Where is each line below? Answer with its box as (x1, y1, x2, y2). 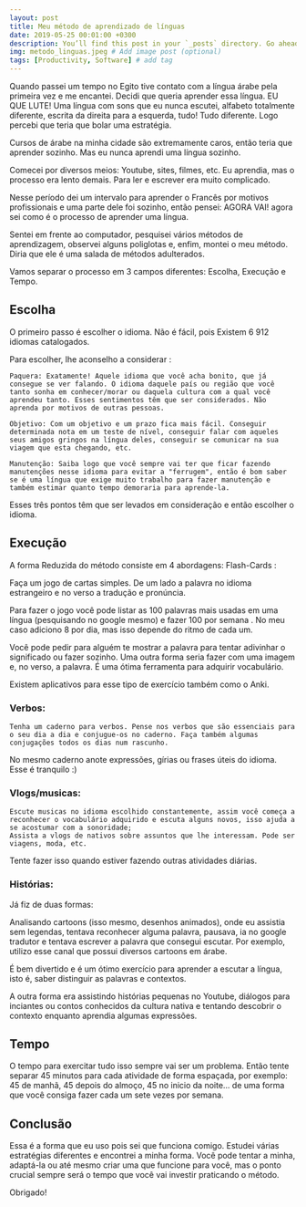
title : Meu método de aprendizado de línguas (9, 22, 185, 31)
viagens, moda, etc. (9, 839, 88, 848)
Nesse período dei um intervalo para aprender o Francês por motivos (9, 192, 269, 203)
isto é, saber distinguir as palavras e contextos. (9, 973, 187, 983)
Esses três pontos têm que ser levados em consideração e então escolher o (9, 499, 294, 510)
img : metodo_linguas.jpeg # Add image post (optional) (9, 47, 222, 57)
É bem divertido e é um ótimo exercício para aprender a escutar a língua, (9, 963, 282, 974)
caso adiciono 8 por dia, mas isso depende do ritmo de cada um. (9, 624, 253, 635)
